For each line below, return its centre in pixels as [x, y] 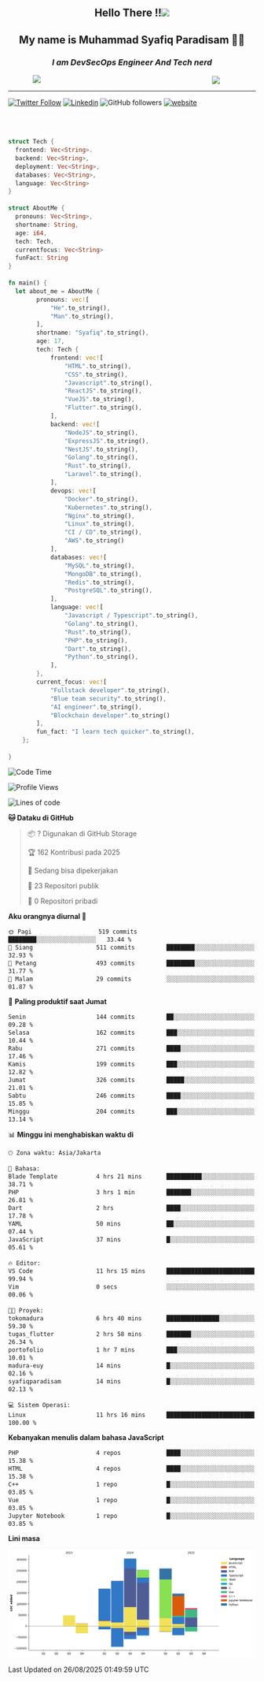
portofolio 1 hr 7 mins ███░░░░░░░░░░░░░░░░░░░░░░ [132, 1350]
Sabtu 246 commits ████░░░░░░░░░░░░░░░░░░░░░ [132, 1096]
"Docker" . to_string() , [101, 499]
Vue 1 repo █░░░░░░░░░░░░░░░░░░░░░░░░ [132, 1500]
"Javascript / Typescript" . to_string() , [131, 616]
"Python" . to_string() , [101, 657]
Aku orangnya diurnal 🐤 [47, 916]
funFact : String [42, 258]
